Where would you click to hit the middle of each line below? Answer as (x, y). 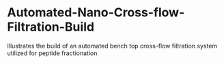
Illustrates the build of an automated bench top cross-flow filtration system (112, 46)
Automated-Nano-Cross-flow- (96, 13)
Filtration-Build (51, 27)
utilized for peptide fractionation (52, 53)
